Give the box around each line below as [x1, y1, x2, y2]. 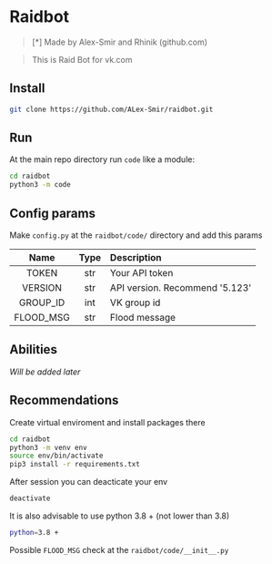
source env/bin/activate [9, 451, 104, 461]
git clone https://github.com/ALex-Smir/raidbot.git [9, 105, 214, 114]
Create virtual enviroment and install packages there [9, 416, 207, 427]
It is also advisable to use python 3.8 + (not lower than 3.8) [9, 510, 230, 521]
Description [109, 251, 162, 263]
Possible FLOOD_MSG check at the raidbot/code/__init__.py [9, 544, 229, 555]
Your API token [109, 267, 174, 279]
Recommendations [9, 393, 119, 408]
